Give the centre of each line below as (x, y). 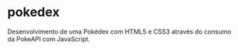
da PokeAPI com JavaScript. (49, 38)
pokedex (34, 12)
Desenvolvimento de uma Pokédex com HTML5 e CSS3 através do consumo (119, 31)
